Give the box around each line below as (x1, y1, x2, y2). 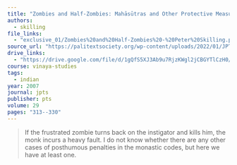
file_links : (7, 30, 42, 37)
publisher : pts (7, 96, 52, 103)
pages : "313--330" (7, 109, 61, 116)
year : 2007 (7, 82, 39, 90)
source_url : (7, 43, 42, 50)
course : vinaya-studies (7, 63, 78, 70)
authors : (7, 17, 33, 24)
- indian (13, 75, 39, 83)
